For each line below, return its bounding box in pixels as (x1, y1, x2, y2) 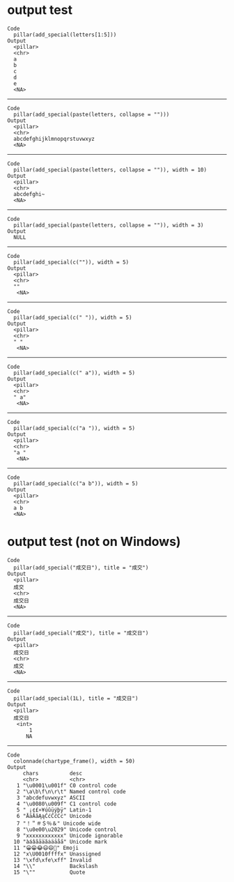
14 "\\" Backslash (13, 862, 98, 869)
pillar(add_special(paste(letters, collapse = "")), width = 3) (13, 222, 204, 229)
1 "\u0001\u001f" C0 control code (16, 782, 117, 789)
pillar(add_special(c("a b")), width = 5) (13, 480, 139, 487)
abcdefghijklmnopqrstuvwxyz (13, 135, 95, 142)
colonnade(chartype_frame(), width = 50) (13, 757, 136, 765)
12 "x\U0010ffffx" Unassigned (13, 850, 101, 858)
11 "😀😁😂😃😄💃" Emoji (13, 844, 79, 851)
